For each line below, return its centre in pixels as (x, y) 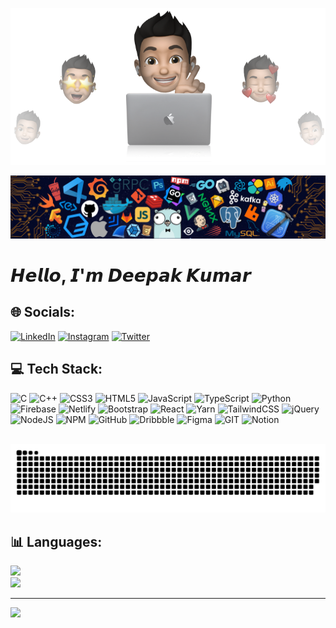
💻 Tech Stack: (56, 369)
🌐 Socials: (43, 312)
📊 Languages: (56, 541)
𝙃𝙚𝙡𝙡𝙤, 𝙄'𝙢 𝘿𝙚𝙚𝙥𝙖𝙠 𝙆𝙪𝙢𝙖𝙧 (131, 275)
